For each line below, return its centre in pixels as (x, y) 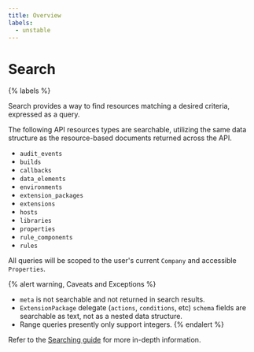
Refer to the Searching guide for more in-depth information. (105, 340)
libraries (36, 221)
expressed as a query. (44, 114)
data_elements (42, 179)
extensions (37, 204)
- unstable (33, 30)
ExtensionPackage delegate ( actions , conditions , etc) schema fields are (133, 308)
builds (30, 162)
